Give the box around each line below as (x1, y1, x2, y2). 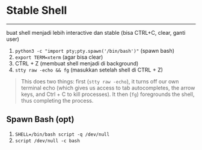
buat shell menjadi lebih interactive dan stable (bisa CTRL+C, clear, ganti (6, 29, 186, 36)
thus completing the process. (20, 97, 94, 104)
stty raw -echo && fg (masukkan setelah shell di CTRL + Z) (14, 66, 164, 73)
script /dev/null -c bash (14, 137, 80, 144)
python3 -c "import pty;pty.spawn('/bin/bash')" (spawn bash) (14, 47, 175, 54)
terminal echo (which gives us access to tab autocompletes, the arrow (20, 84, 195, 91)
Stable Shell (6, 4, 67, 17)
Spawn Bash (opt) (6, 115, 75, 125)
